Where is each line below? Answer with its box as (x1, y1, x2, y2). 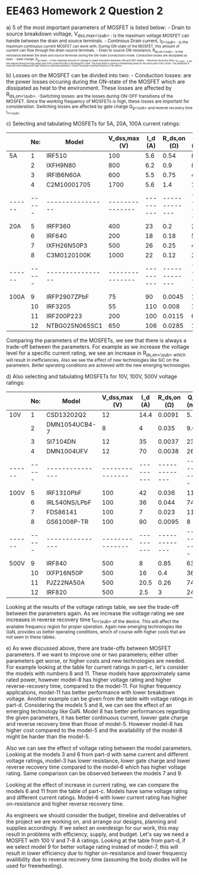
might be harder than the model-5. (6, 732, 90, 740)
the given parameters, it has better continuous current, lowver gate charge (6, 714, 188, 721)
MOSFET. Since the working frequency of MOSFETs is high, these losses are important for (6, 98, 190, 105)
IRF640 (46, 232, 67, 240)
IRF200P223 (46, 312, 82, 320)
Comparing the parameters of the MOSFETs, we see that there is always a (6, 337, 187, 344)
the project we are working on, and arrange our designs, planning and (6, 818, 176, 825)
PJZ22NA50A (46, 578, 85, 586)
